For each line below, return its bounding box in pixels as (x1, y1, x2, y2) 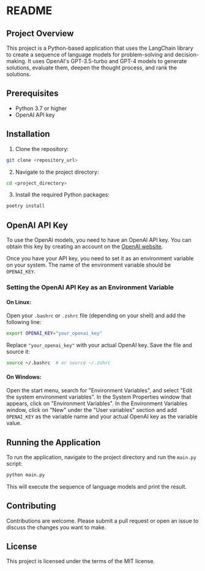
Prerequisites (6, 88, 59, 99)
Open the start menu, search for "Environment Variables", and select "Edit (6, 387, 193, 394)
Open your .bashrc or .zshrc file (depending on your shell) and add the (6, 312, 185, 319)
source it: (6, 348, 31, 355)
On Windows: (6, 373, 42, 381)
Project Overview (6, 28, 74, 39)
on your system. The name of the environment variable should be (6, 262, 171, 269)
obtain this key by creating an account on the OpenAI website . (6, 243, 163, 251)
